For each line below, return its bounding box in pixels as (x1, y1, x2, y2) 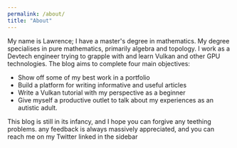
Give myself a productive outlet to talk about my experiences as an (17, 95, 214, 104)
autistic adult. (17, 103, 58, 112)
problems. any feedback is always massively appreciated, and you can (7, 125, 215, 133)
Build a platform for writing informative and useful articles (17, 80, 187, 89)
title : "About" (7, 17, 53, 24)
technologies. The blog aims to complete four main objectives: (7, 59, 191, 68)
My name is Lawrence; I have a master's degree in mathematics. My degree (7, 36, 230, 45)
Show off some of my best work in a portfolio (17, 73, 151, 82)
